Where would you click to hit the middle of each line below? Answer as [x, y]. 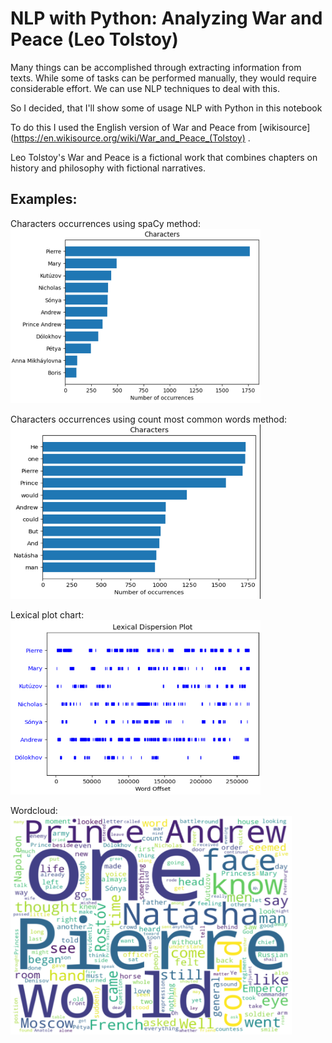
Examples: [44, 199]
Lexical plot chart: [47, 614]
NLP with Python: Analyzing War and [166, 18]
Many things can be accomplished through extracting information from [156, 67]
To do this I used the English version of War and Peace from [134, 127]
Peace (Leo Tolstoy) [94, 39]
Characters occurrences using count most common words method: [149, 419]
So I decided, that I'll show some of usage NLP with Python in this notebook [166, 108]
